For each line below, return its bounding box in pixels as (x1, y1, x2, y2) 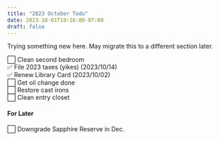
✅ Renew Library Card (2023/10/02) (7, 71, 111, 79)
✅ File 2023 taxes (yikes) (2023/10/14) (7, 63, 118, 72)
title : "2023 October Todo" (7, 10, 89, 17)
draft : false (7, 23, 45, 30)
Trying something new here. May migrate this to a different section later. (7, 42, 214, 51)
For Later (7, 109, 34, 117)
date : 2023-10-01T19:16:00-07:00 (7, 17, 104, 24)
